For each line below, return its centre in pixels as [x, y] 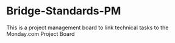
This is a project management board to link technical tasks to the [87, 27]
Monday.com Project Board [41, 33]
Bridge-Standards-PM [64, 11]
